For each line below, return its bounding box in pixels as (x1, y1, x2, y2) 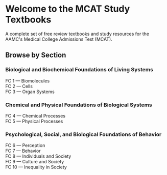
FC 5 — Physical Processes (5, 118, 63, 124)
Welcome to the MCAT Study (5, 3, 130, 15)
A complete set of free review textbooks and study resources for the (5, 31, 150, 37)
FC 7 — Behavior (5, 148, 41, 154)
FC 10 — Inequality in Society (5, 164, 67, 170)
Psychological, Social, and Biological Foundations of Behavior (5, 131, 162, 138)
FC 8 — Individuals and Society (5, 153, 71, 159)
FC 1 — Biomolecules (5, 77, 50, 84)
